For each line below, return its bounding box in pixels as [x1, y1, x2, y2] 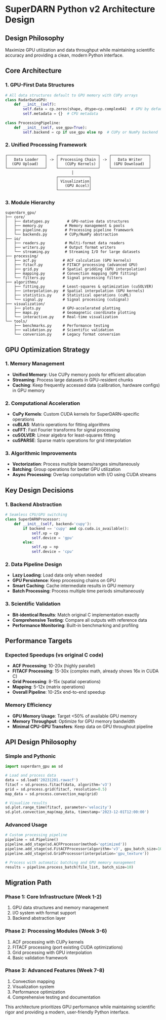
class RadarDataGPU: [5, 97, 48, 102]
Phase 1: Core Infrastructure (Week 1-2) [5, 893, 102, 900]
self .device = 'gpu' [31, 535, 74, 540]
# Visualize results [5, 801, 48, 805]
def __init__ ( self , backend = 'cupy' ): [14, 521, 92, 526]
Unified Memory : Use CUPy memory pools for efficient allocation [12, 371, 146, 377]
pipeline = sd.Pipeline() [5, 837, 58, 842]
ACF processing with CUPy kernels [12, 939, 84, 945]
